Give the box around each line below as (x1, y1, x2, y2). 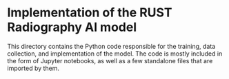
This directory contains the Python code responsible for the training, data (7, 42, 216, 50)
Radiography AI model (7, 19, 137, 35)
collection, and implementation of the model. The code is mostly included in (7, 49, 223, 58)
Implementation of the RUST (7, 5, 172, 21)
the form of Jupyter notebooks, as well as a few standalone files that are (7, 56, 213, 65)
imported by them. (7, 64, 60, 72)
